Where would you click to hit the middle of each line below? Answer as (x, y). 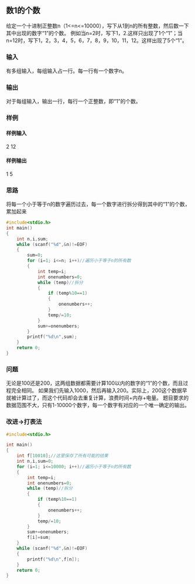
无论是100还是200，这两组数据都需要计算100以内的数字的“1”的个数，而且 (95, 383)
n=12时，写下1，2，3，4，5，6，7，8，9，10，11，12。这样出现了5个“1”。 (97, 40)
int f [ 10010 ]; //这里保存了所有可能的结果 (62, 456)
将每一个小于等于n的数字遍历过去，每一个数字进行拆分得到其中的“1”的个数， (98, 204)
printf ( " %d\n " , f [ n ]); (54, 559)
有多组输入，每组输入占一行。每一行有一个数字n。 (67, 71)
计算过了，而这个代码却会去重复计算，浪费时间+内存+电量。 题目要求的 (102, 398)
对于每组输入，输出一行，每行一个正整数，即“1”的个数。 (74, 101)
